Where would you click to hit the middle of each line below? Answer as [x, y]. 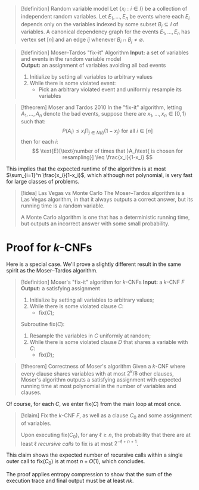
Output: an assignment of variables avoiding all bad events [93, 65]
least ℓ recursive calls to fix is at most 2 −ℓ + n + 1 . [79, 443]
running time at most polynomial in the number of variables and [99, 386]
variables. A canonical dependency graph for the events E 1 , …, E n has [105, 32]
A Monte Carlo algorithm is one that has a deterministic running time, [105, 217]
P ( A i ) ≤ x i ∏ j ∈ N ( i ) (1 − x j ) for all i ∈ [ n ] [108, 131]
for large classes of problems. [43, 181]
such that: [33, 121]
